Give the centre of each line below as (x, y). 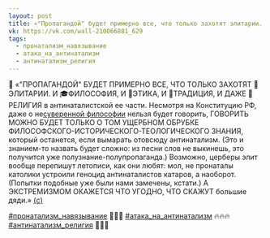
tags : (17, 39)
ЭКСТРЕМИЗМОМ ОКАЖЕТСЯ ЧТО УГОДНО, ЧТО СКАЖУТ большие (128, 191)
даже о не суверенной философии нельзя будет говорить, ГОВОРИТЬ (129, 114)
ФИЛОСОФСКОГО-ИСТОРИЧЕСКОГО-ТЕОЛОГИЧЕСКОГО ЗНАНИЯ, (126, 131)
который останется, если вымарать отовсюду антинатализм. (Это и (126, 140)
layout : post (30, 16)
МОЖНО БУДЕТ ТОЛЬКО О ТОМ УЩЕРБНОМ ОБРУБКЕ (104, 122)
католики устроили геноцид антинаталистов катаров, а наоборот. (122, 174)
